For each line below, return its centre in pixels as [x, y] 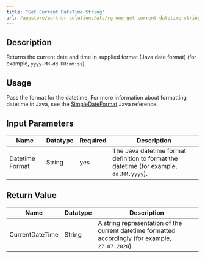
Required [93, 140]
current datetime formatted [136, 230]
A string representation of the [140, 223]
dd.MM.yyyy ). [130, 174]
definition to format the [145, 158]
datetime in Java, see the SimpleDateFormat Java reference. [82, 104]
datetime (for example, [145, 166]
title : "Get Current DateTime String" [56, 12]
